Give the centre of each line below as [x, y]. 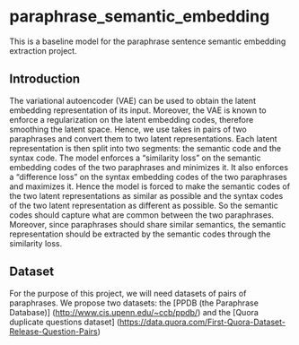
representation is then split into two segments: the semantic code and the [145, 148]
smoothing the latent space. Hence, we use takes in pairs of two [128, 129]
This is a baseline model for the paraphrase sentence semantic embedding [148, 41]
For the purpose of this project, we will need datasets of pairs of [128, 293]
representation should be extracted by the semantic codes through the [140, 234]
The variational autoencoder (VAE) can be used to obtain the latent [132, 100]
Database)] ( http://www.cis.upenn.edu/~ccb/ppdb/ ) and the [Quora [134, 312]
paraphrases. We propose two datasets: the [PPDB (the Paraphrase [134, 303]
